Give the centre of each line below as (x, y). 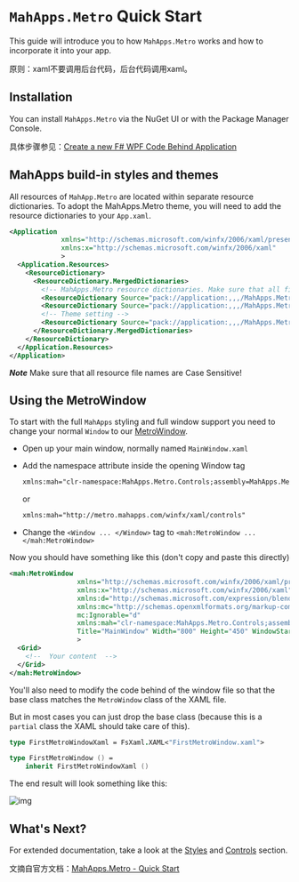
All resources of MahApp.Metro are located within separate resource (131, 196)
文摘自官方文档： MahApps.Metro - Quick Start (94, 868)
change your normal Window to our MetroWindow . (99, 431)
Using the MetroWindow (78, 401)
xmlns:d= (93, 598)
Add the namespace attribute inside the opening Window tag (133, 466)
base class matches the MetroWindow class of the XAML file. (118, 699)
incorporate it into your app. (61, 50)
